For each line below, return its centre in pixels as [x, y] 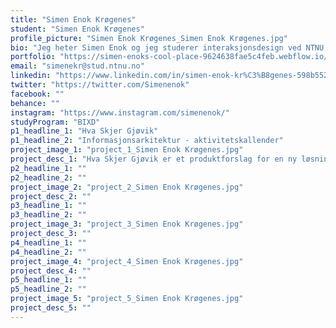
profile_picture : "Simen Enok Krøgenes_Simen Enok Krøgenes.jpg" [149, 38]
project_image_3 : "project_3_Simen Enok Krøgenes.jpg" [127, 224]
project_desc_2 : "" [51, 196]
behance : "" [35, 103]
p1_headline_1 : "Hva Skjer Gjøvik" [84, 131]
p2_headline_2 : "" [48, 177]
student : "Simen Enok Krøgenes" [77, 29]
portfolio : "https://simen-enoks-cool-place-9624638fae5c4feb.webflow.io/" [171, 57]
